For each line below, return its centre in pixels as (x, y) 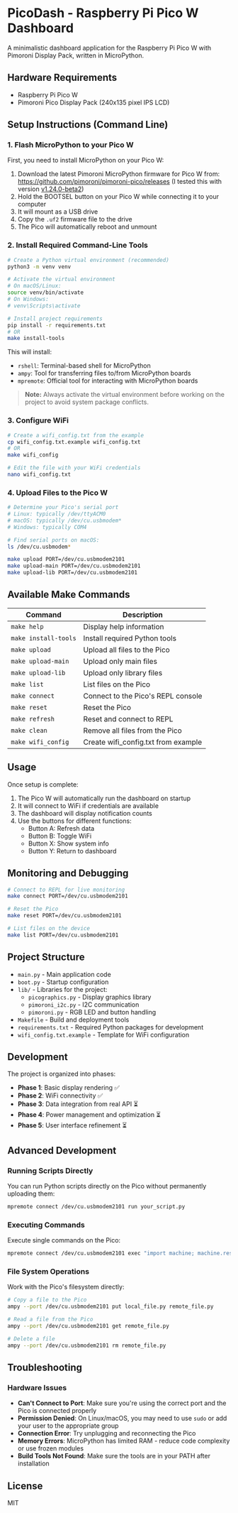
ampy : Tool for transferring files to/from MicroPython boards (104, 373)
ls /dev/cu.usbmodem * (39, 547)
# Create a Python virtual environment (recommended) (89, 260)
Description (143, 614)
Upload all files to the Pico (126, 650)
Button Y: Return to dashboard (72, 851)
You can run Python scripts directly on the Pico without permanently (107, 1186)
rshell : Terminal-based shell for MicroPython (84, 366)
